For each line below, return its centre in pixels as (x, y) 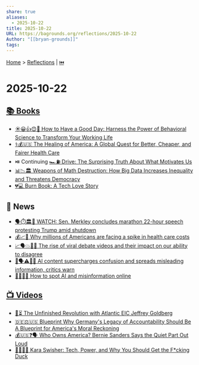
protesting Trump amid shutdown (55, 230)
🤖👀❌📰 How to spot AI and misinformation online (73, 276)
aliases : (17, 17)
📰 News (20, 207)
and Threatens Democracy (47, 179)
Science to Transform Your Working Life (64, 137)
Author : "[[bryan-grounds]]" (42, 39)
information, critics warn (45, 269)
